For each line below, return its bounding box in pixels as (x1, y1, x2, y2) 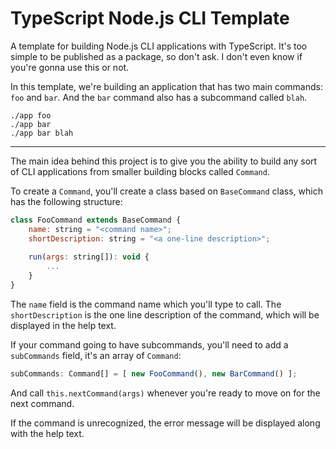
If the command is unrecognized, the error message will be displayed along (10, 417, 321, 429)
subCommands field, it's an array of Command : (10, 349, 182, 361)
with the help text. (10, 427, 85, 439)
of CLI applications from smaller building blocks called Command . (10, 165, 270, 177)
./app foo (10, 110, 52, 121)
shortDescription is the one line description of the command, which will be (10, 308, 320, 321)
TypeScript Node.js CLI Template (10, 7, 290, 30)
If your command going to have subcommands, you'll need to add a (10, 338, 289, 351)
